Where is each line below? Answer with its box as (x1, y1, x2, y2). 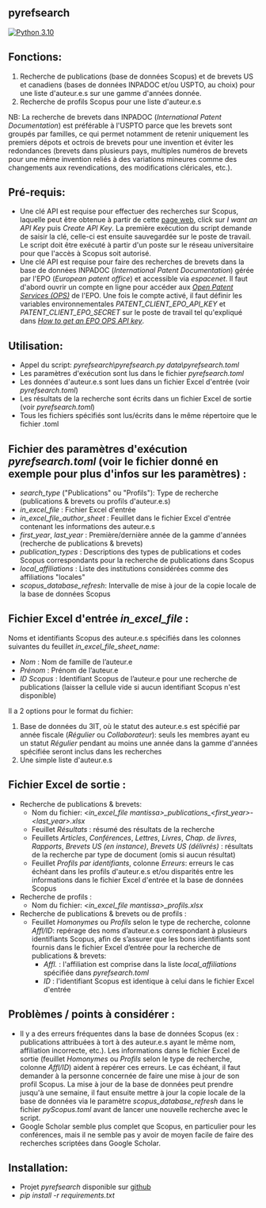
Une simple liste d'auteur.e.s (19, 755, 113, 765)
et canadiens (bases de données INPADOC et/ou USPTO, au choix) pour (19, 79, 256, 90)
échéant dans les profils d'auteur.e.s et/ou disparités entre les (31, 866, 234, 876)
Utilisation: (8, 339, 63, 352)
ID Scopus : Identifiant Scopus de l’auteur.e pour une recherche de (19, 673, 237, 683)
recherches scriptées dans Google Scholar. (19, 1138, 161, 1148)
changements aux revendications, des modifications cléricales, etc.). (8, 163, 233, 172)
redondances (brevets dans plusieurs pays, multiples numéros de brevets (8, 146, 248, 155)
